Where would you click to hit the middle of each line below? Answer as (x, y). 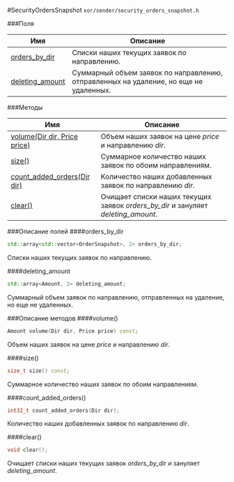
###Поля (21, 23)
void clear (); (28, 450)
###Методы (25, 107)
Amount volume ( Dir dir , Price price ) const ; (73, 331)
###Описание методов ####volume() (63, 318)
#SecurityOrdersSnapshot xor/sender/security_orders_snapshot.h (103, 10)
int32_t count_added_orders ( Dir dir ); (63, 410)
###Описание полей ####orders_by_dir (65, 231)
